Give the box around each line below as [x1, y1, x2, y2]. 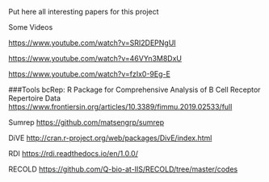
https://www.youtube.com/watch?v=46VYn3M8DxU [8, 54, 182, 63]
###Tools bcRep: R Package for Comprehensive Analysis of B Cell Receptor [8, 85, 261, 94]
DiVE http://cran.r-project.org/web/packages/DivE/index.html [8, 133, 212, 143]
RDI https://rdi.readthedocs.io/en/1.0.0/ [8, 149, 139, 158]
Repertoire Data [8, 93, 61, 103]
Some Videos [8, 23, 53, 31]
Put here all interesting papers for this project [8, 7, 159, 16]
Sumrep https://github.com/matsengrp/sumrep [8, 118, 164, 127]
